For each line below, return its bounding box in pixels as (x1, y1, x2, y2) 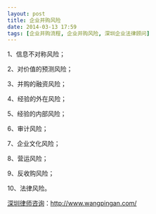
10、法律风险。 (7, 184, 51, 193)
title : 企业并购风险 (7, 17, 61, 24)
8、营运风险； (7, 154, 48, 163)
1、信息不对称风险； (7, 50, 65, 58)
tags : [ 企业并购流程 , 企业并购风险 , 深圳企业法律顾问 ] (7, 29, 150, 37)
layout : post (7, 10, 46, 18)
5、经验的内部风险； (7, 109, 67, 118)
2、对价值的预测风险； (7, 65, 73, 74)
